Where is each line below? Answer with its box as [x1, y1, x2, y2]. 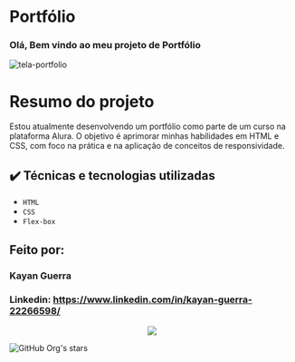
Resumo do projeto [9, 91, 155, 112]
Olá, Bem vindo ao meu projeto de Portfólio [9, 39, 202, 52]
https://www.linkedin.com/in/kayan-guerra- [52, 293, 253, 306]
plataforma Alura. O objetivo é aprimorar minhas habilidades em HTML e [9, 131, 280, 142]
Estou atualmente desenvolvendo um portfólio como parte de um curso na [9, 121, 287, 132]
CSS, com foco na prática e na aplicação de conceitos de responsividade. [9, 141, 285, 152]
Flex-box [22, 218, 56, 227]
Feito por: [9, 242, 65, 258]
